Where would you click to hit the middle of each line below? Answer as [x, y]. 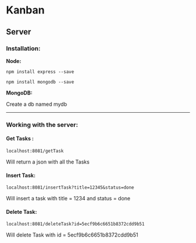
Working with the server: [42, 124]
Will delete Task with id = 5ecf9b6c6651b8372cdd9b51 [72, 235]
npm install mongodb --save [40, 82]
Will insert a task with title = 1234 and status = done [68, 199]
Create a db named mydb [36, 104]
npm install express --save [40, 72]
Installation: [23, 48]
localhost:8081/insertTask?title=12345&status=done [70, 188]
